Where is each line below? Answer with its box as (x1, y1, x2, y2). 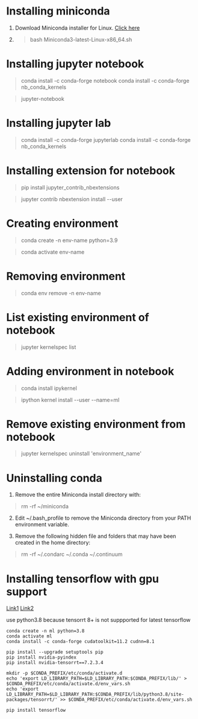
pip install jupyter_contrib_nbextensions (20, 184, 120, 191)
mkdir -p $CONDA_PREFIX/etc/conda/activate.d (6, 670, 122, 677)
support (6, 584, 47, 598)
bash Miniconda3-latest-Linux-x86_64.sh (29, 36, 132, 43)
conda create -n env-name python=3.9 (20, 237, 118, 244)
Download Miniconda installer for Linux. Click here (14, 24, 140, 31)
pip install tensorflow (6, 708, 66, 714)
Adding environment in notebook (6, 364, 175, 378)
